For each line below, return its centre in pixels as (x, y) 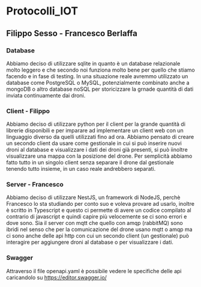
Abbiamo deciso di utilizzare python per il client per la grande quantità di (96, 124)
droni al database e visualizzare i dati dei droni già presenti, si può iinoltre (97, 150)
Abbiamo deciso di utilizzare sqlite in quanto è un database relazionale (93, 63)
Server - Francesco (35, 185)
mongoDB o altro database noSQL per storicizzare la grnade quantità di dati (100, 89)
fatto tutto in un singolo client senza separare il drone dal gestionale (90, 162)
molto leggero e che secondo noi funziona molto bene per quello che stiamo (100, 70)
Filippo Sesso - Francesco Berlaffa (72, 33)
